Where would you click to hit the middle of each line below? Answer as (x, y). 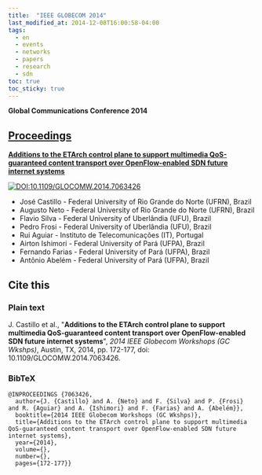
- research (33, 67)
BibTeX (22, 378)
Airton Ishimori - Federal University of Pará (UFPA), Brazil (112, 244)
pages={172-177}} (44, 464)
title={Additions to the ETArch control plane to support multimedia (131, 422)
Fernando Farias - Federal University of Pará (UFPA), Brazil (115, 252)
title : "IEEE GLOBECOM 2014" (58, 15)
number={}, (33, 457)
